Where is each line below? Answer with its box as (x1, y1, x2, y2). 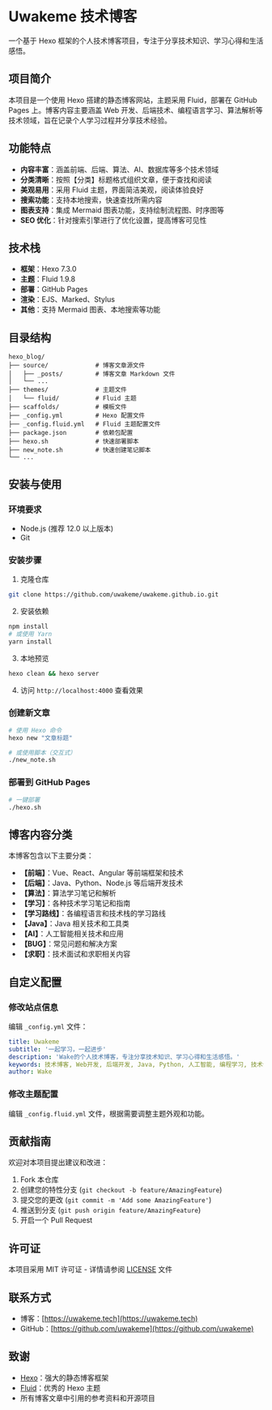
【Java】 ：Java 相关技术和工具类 (19, 918, 130, 929)
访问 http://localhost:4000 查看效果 (19, 685, 144, 694)
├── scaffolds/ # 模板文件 (8, 403, 127, 411)
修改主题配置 (8, 1089, 59, 1100)
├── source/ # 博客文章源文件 (8, 362, 146, 370)
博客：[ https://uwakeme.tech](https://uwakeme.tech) (19, 1313, 198, 1323)
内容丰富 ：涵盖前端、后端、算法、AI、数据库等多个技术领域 (19, 164, 219, 174)
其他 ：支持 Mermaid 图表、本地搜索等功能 (19, 305, 161, 315)
